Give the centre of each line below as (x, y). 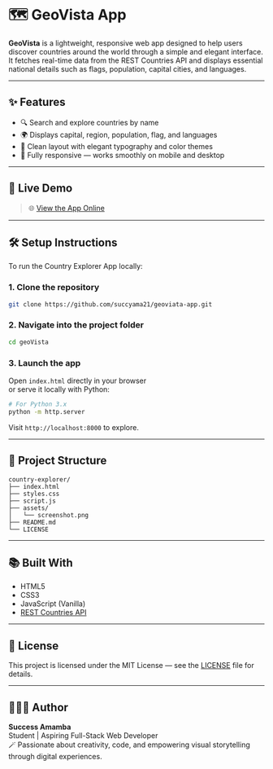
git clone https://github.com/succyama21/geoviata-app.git (110, 304)
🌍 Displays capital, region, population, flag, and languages (119, 134)
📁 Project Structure (58, 461)
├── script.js (32, 501)
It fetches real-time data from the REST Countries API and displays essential (136, 60)
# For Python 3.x (38, 404)
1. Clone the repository (54, 288)
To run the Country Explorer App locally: (76, 266)
